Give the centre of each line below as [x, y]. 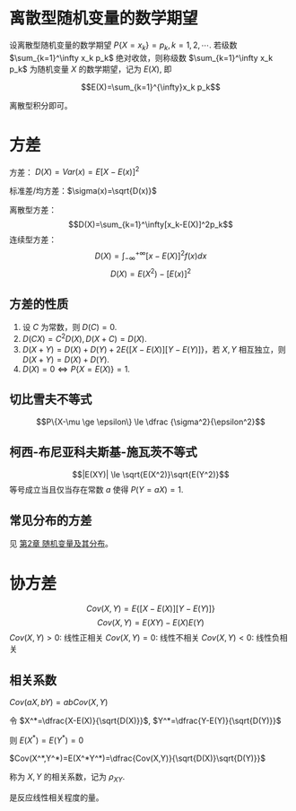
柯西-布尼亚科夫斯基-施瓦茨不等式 [103, 453]
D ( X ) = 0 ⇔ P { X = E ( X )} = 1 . [76, 369]
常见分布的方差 [51, 520]
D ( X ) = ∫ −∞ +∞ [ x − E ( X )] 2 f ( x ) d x [151, 256]
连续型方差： [33, 240]
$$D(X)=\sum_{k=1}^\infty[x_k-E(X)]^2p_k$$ [151, 224]
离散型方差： [33, 210]
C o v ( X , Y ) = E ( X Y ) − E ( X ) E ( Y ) [151, 623]
